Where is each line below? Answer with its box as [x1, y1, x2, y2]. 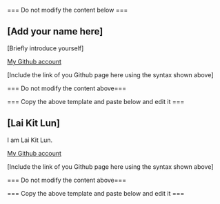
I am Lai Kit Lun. [7, 136, 53, 144]
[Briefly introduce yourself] [7, 44, 84, 52]
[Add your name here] [7, 25, 103, 37]
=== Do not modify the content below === [7, 6, 128, 14]
